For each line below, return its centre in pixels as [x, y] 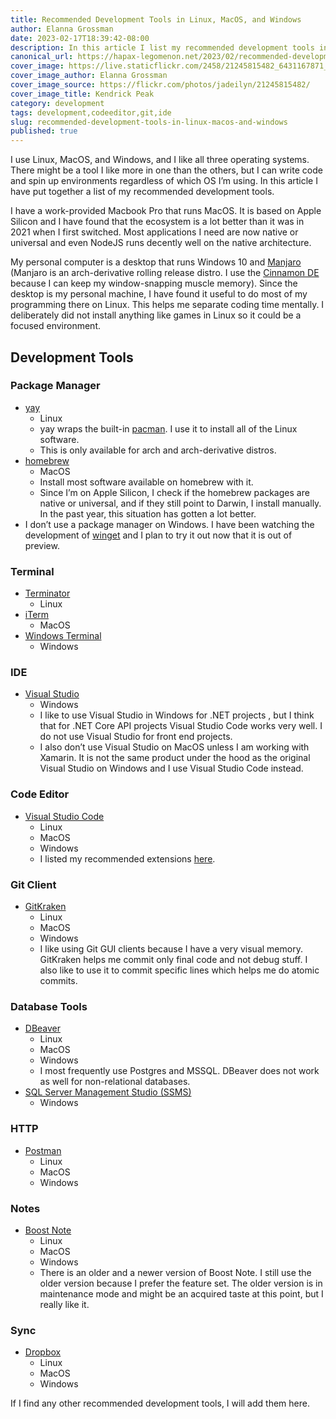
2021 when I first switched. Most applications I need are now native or [154, 232]
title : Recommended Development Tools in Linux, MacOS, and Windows [156, 19]
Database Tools [49, 1006]
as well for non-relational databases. [115, 1082]
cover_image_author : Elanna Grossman [89, 76]
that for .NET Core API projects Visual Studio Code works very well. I [181, 726]
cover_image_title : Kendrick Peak [82, 94]
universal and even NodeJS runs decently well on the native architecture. [161, 243]
